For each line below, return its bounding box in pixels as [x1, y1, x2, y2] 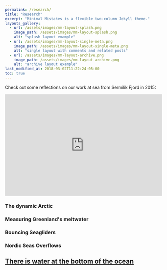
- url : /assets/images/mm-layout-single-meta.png [9, 39, 113, 44]
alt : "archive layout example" [14, 62, 78, 67]
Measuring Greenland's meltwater [5, 216, 89, 222]
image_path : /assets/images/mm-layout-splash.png [14, 30, 118, 35]
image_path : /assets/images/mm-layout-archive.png [14, 57, 119, 62]
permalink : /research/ [5, 7, 51, 12]
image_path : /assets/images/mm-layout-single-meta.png [14, 44, 128, 49]
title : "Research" [5, 12, 43, 17]
